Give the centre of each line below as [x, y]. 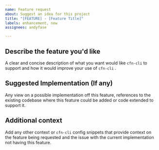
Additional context [34, 121]
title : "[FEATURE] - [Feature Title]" [44, 18]
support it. [15, 105]
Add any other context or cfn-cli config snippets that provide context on [78, 132]
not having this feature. [28, 142]
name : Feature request [28, 9]
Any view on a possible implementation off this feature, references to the [78, 95]
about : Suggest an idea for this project [48, 14]
